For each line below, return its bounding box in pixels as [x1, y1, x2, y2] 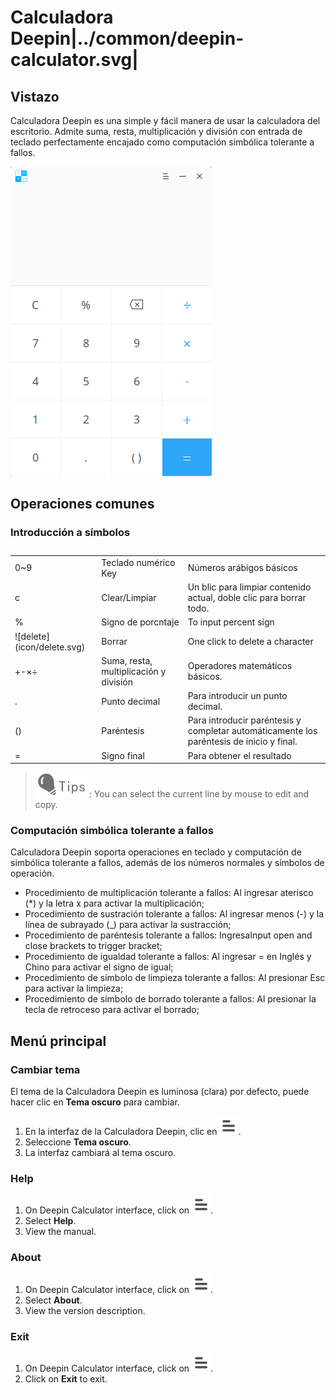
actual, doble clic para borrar [187, 592, 307, 604]
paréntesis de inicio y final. [187, 736, 298, 748]
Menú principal [10, 1032, 107, 1050]
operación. [10, 867, 55, 880]
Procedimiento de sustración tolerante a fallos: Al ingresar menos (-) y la [24, 908, 325, 920]
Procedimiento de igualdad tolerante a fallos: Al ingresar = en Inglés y [24, 951, 312, 963]
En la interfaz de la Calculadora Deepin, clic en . [24, 1126, 242, 1138]
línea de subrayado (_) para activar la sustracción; [24, 919, 232, 931]
